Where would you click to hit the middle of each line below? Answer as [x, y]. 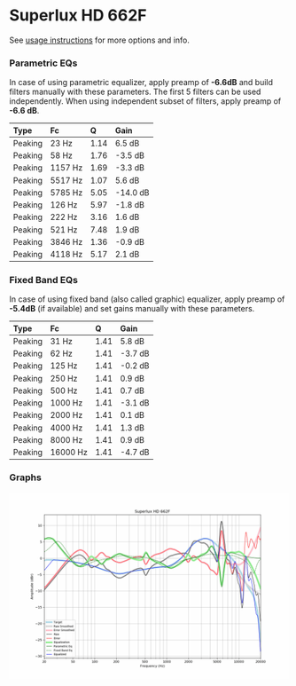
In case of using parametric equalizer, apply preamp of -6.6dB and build [141, 83]
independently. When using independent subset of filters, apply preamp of [145, 101]
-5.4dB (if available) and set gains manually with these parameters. [132, 309]
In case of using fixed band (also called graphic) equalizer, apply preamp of [147, 299]
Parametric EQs [43, 63]
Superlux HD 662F [78, 16]
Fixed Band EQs [43, 280]
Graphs [25, 477]
